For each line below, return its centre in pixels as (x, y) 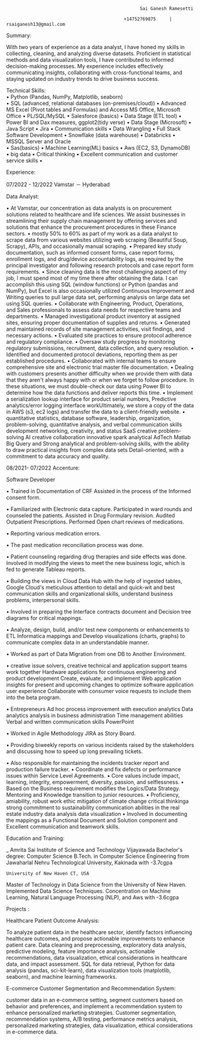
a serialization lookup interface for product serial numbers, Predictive (91, 399)
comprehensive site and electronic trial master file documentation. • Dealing (100, 367)
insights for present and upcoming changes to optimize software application (100, 685)
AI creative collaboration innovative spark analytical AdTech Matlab (108, 437)
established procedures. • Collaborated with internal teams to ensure (91, 361)
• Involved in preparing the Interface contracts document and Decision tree (99, 612)
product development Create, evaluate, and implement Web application (94, 678)
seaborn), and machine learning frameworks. (62, 977)
